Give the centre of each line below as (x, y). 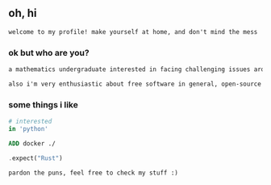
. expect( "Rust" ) (35, 158)
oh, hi (23, 13)
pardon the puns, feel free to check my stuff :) (94, 173)
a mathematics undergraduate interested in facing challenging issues (129, 69)
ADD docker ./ (32, 143)
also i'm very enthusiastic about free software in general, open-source (135, 84)
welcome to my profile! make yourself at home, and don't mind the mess (133, 32)
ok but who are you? (49, 53)
